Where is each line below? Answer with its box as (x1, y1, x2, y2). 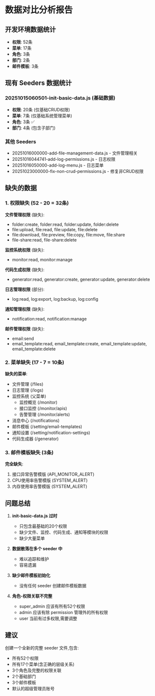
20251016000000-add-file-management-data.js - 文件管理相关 (12, 150, 138, 156)
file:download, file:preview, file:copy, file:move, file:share (12, 232, 126, 238)
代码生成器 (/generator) (12, 436, 59, 441)
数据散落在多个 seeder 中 (12, 546, 63, 552)
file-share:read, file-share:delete (12, 237, 77, 243)
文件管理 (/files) (12, 381, 43, 387)
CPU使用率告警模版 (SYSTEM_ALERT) (12, 477, 88, 483)
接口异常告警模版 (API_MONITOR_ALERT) (12, 472, 95, 477)
